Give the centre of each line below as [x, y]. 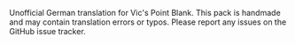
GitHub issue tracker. [47, 31]
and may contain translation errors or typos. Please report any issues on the [148, 22]
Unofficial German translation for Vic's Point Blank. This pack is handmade [145, 13]
